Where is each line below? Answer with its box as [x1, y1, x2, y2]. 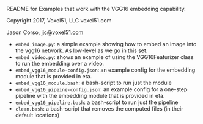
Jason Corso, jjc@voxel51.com [6, 29, 84, 36]
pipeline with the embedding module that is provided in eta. [15, 92, 165, 99]
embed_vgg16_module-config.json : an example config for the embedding [15, 66, 196, 74]
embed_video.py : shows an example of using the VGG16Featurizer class [15, 53, 194, 60]
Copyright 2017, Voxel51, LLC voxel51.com [6, 17, 112, 24]
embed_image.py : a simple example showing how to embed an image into [15, 41, 197, 47]
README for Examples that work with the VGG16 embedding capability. [6, 5, 186, 12]
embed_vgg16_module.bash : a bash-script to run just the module [15, 79, 172, 86]
